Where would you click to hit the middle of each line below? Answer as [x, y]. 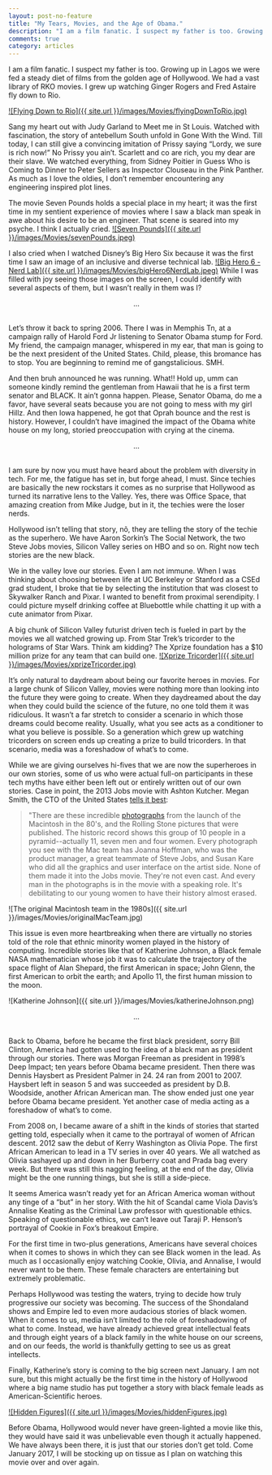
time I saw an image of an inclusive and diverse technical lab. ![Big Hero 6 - [135, 262]
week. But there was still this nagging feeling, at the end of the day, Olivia [131, 1169]
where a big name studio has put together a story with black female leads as [136, 1388]
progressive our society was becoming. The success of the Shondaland [129, 1303]
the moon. [26, 986]
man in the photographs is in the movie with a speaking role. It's [135, 885]
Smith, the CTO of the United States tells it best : [89, 800]
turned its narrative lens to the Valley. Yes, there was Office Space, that [127, 496]
